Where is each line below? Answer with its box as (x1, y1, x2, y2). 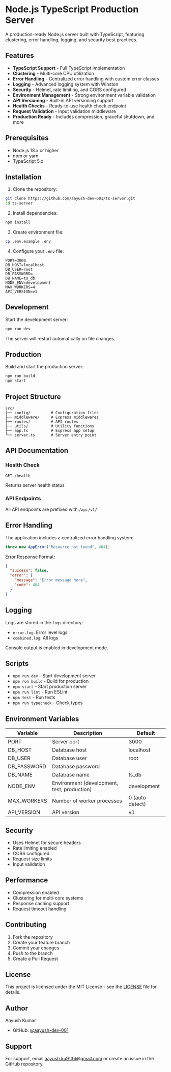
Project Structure (5, 392, 61, 401)
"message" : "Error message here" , (14, 577, 88, 583)
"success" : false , (10, 568, 49, 573)
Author (5, 1004, 28, 1012)
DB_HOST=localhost (5, 262, 44, 268)
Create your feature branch (12, 939, 70, 945)
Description (73, 730, 103, 737)
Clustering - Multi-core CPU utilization (12, 70, 94, 76)
